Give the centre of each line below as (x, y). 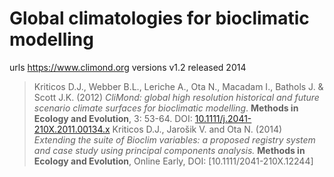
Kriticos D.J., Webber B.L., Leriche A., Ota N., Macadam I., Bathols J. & (178, 86)
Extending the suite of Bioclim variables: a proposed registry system (174, 139)
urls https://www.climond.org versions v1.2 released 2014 (128, 67)
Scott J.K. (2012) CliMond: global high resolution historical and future (176, 97)
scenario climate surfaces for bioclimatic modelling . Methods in (166, 108)
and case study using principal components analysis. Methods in (169, 150)
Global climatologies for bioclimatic (159, 18)
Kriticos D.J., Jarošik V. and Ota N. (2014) (197, 129)
